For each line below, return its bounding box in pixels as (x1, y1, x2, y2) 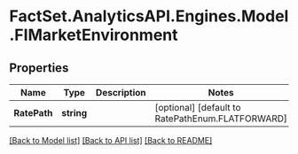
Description (96, 87, 146, 98)
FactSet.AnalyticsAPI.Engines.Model (9, 6, 289, 27)
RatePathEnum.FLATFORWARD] (154, 112, 288, 125)
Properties (9, 60, 69, 75)
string (61, 107, 88, 119)
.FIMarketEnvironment (9, 25, 179, 45)
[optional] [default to (154, 102, 241, 113)
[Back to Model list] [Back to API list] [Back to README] (9, 135, 213, 145)
